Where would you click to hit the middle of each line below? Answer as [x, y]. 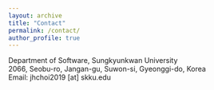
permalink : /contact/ [44, 30]
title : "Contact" [37, 23]
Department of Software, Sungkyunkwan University [93, 61]
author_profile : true [44, 38]
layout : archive [35, 16]
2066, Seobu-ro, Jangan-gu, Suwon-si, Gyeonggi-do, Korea [107, 69]
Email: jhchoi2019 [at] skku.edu [60, 77]
